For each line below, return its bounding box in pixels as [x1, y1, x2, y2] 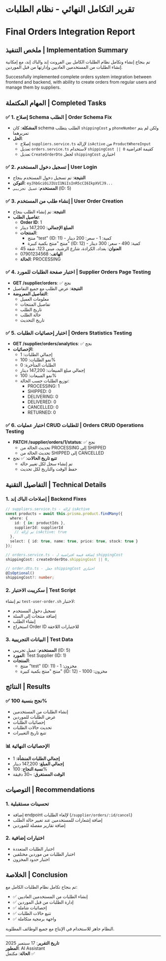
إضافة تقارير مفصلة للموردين [12, 822, 66, 828]
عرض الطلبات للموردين [12, 714, 56, 720]
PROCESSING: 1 [27, 383, 60, 389]
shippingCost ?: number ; [5, 575, 55, 580]
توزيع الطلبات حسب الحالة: [20, 378, 69, 384]
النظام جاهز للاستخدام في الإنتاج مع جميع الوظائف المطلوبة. [5, 925, 115, 932]
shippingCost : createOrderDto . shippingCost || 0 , [5, 557, 110, 562]
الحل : [12, 135, 23, 141]
